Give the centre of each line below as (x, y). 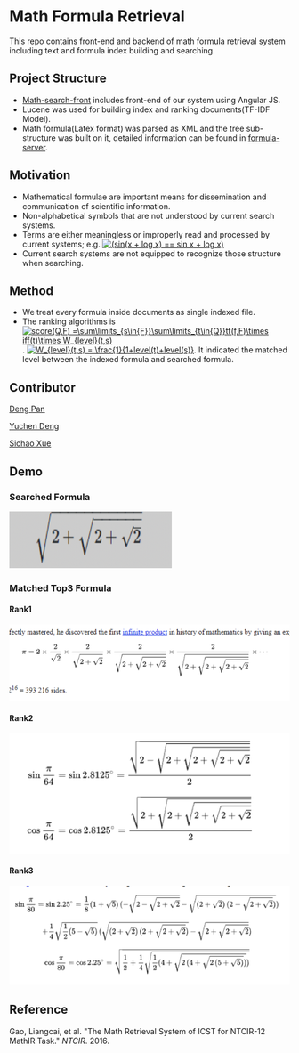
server (34, 147)
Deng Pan (28, 409)
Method (32, 291)
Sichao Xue (30, 443)
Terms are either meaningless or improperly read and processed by (145, 234)
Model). (36, 118)
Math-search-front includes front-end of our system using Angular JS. (151, 100)
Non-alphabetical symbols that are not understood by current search (148, 215)
